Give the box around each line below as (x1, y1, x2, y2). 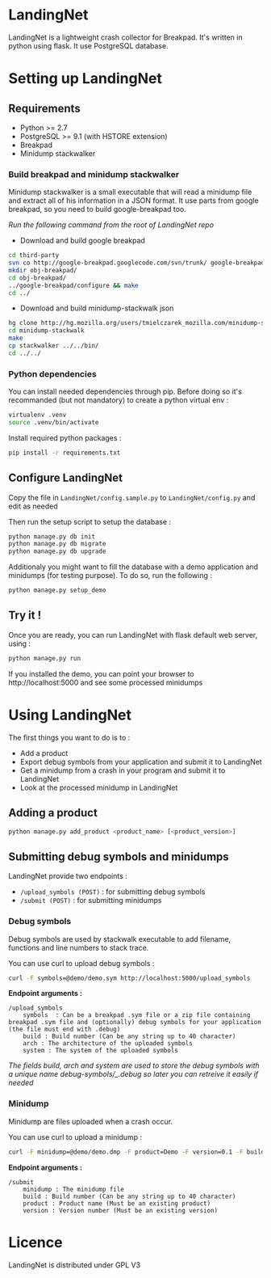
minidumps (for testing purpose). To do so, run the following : (8, 571, 212, 580)
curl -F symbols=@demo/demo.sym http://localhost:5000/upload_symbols (8, 974, 251, 982)
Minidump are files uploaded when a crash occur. (8, 1116, 173, 1126)
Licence (8, 1233, 63, 1251)
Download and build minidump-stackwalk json (19, 303, 174, 313)
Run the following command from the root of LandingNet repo (8, 220, 215, 230)
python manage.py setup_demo (8, 586, 106, 595)
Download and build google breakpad (19, 236, 145, 246)
